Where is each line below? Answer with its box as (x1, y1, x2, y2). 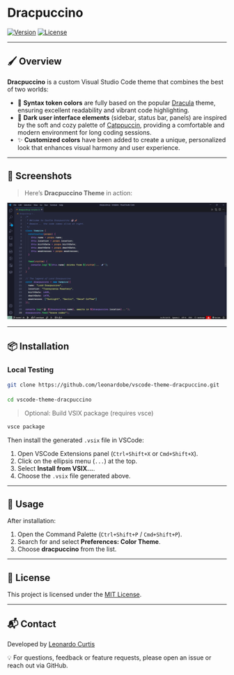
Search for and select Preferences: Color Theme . (17, 538, 161, 546)
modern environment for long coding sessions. (17, 128, 152, 137)
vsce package (7, 423, 45, 430)
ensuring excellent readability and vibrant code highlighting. (17, 106, 190, 114)
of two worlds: (7, 85, 49, 93)
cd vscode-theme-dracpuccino (7, 396, 92, 403)
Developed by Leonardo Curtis (7, 639, 95, 648)
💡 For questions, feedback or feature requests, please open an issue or (7, 653, 212, 662)
